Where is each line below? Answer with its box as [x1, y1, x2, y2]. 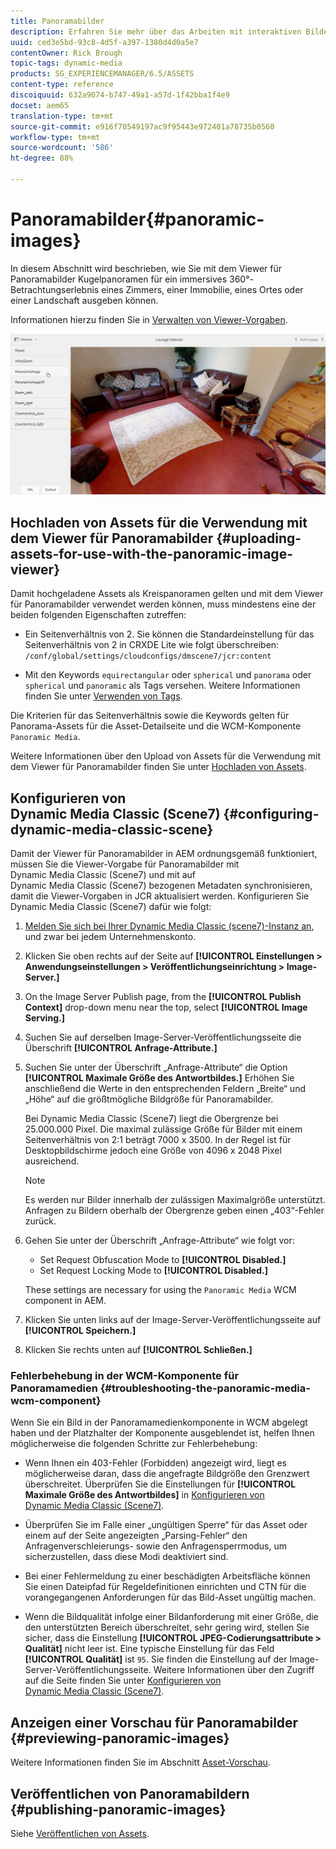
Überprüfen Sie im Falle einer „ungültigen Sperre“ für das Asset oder [24, 1519, 308, 1531]
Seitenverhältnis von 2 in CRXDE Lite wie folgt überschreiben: [24, 639, 280, 651]
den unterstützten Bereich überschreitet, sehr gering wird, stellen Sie [24, 1621, 310, 1634]
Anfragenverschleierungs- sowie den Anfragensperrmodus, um [24, 1540, 288, 1552]
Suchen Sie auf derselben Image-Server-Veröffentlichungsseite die [24, 1031, 302, 1044]
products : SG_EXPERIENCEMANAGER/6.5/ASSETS [10, 69, 195, 79]
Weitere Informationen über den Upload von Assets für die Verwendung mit [10, 750, 321, 762]
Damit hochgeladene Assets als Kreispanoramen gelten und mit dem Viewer [10, 588, 324, 600]
